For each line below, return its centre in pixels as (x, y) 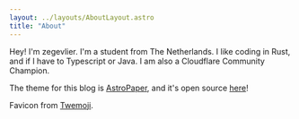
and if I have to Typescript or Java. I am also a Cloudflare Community (137, 61)
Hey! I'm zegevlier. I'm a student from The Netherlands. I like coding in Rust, (150, 51)
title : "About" (38, 26)
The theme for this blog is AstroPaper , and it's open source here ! (129, 88)
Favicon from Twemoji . (52, 105)
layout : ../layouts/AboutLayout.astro (82, 17)
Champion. (30, 70)
